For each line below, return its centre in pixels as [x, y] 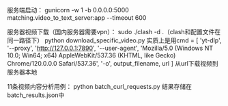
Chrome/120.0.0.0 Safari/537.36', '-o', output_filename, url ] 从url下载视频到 [113, 63]
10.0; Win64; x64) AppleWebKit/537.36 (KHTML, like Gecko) [91, 55]
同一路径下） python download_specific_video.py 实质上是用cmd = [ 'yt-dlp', [114, 40]
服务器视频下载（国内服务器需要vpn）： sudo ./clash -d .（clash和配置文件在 [114, 32]
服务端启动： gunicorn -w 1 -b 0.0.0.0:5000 [68, 10]
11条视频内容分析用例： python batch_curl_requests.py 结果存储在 [100, 87]
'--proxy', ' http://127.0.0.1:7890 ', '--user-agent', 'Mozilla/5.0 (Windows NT [110, 48]
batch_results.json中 [36, 95]
